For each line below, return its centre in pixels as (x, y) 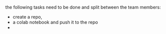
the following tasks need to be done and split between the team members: (83, 7)
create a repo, (27, 17)
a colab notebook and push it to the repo (55, 22)
